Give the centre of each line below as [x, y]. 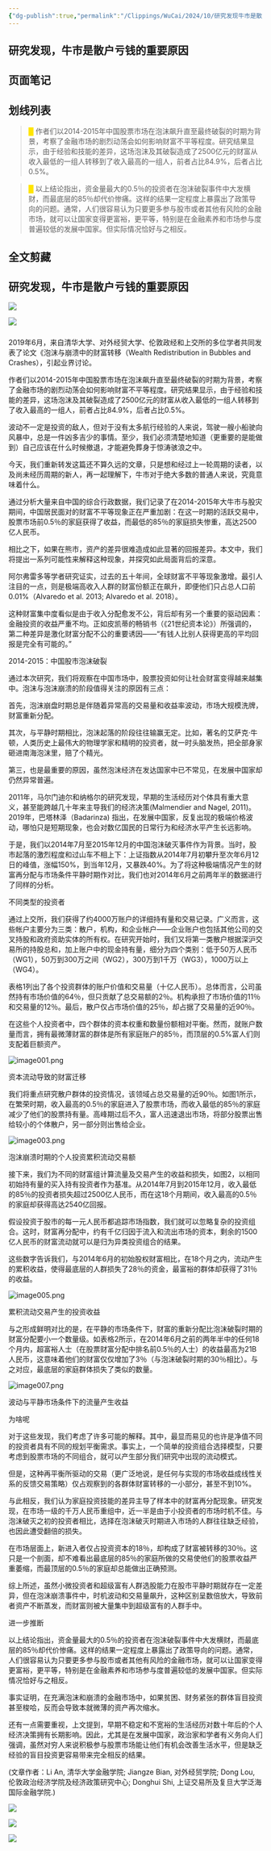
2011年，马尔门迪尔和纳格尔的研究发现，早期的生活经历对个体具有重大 [125, 797]
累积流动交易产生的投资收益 [54, 1312]
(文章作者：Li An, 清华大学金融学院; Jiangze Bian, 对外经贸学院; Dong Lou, [132, 1772]
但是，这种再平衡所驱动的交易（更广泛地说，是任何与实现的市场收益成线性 [132, 1474]
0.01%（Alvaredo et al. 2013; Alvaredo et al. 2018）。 [96, 597]
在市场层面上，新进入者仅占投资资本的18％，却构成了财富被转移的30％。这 [133, 1549]
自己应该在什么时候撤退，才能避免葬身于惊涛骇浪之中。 [114, 448]
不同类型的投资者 [37, 902]
